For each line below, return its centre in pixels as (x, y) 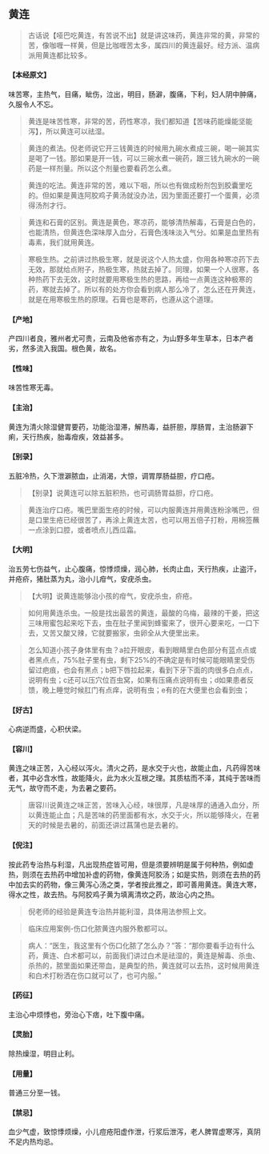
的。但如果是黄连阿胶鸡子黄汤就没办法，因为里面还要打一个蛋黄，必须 (144, 195)
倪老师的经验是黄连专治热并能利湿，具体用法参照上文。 (119, 912)
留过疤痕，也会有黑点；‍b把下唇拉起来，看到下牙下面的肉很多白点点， (143, 670)
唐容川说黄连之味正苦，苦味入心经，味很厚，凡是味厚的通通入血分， (140, 805)
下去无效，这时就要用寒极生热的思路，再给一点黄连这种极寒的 (151, 279)
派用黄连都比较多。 (60, 55)
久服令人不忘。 (33, 104)
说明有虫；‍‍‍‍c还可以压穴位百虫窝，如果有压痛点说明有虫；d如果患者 (137, 680)
